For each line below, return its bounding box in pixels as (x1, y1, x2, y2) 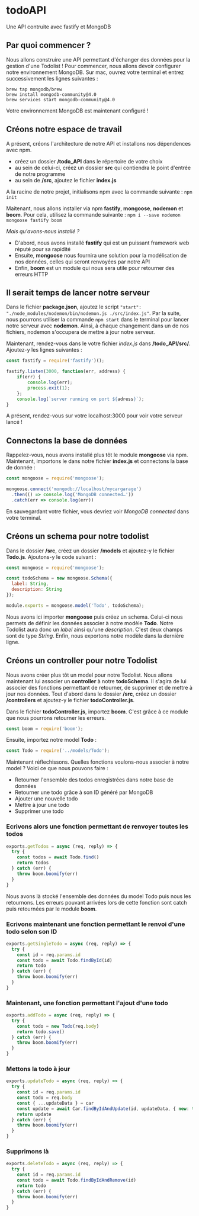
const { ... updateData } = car (17, 1100, 94, 1106)
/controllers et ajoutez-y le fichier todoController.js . (6, 696, 135, 703)
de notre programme (14, 170, 66, 178)
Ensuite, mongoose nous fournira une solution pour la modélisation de (14, 252, 187, 259)
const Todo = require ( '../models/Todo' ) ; (6, 748, 110, 754)
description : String (11, 587, 62, 593)
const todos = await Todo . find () (17, 854, 99, 860)
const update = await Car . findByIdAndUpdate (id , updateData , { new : (17, 1105, 190, 1112)
